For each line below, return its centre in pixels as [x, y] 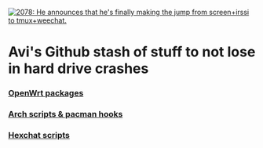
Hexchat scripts [39, 135]
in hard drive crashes [79, 69]
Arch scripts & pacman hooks [66, 114]
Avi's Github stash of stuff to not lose [132, 52]
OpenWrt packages [46, 93]
